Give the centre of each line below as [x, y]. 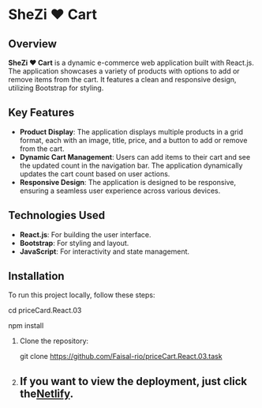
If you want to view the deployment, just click [133, 381]
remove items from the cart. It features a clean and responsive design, [122, 79]
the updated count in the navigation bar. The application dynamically [131, 165]
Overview [33, 44]
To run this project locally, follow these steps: [82, 295]
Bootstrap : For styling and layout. [74, 243]
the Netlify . [46, 393]
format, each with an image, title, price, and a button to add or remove [133, 140]
